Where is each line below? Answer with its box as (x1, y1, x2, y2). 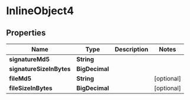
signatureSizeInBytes (9, 65, 71, 73)
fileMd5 (9, 75, 32, 82)
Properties (6, 28, 46, 38)
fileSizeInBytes (9, 84, 53, 92)
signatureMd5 (9, 55, 50, 63)
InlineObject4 (6, 4, 74, 18)
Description (114, 46, 149, 53)
